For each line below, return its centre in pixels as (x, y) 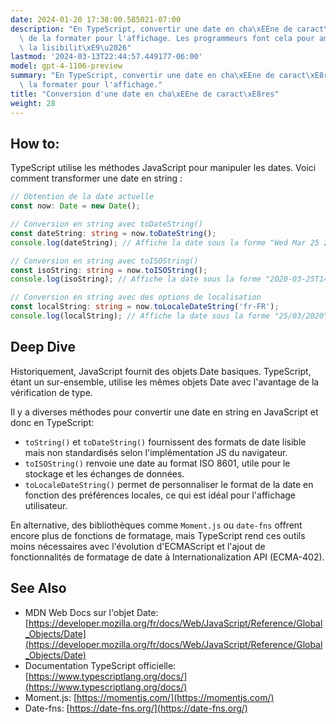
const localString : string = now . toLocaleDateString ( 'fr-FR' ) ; (145, 307)
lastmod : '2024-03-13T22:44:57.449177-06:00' (106, 57)
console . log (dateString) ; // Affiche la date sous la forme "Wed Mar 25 (165, 242)
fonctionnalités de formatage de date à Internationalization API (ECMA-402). (167, 557)
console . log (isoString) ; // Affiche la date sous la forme (136, 279)
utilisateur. (46, 505)
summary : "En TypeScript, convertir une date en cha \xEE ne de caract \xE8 (167, 76)
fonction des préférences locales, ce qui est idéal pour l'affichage (160, 495)
